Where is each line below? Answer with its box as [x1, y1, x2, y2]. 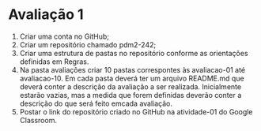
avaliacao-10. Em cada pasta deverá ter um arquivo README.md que [19, 73, 244, 83]
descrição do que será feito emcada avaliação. [19, 99, 172, 108]
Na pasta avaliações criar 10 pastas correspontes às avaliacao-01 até [19, 65, 246, 74]
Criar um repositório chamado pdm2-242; [19, 39, 157, 49]
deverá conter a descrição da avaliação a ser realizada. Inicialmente [19, 81, 242, 92]
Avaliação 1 [8, 6, 85, 24]
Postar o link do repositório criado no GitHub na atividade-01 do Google [19, 107, 253, 116]
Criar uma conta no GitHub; [19, 32, 109, 41]
